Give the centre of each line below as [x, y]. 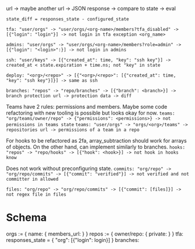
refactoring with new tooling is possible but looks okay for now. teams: [90, 113]
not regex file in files [36, 195]
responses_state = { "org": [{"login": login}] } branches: [73, 240]
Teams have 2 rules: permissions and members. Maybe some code [87, 107]
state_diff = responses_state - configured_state [68, 19]
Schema [26, 218]
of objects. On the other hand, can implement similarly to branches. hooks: [96, 147]
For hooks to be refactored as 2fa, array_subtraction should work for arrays [96, 141]
